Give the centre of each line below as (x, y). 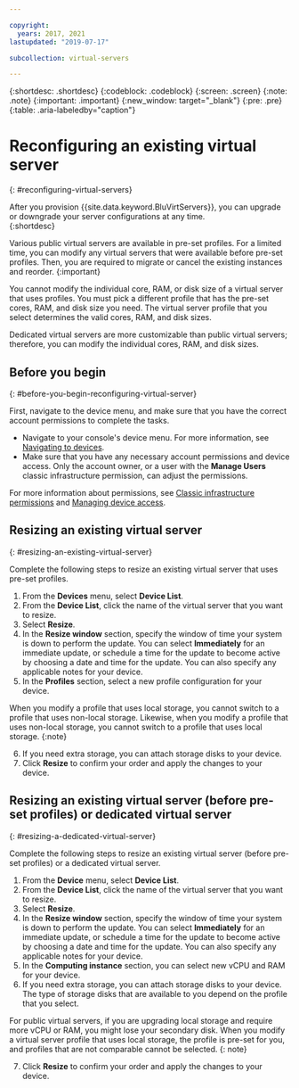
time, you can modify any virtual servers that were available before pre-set (146, 253)
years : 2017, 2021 (52, 33)
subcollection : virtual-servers (69, 58)
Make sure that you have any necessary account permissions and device (156, 457)
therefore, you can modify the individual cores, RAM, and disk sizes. (134, 344)
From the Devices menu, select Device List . (103, 596)
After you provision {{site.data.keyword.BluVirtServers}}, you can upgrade (145, 207)
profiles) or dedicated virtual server (131, 815)
